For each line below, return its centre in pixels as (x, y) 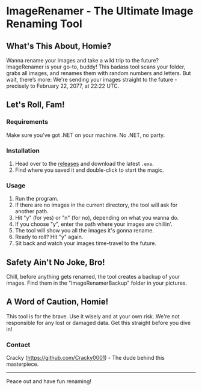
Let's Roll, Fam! (35, 105)
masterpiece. (23, 364)
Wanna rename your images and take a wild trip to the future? (83, 60)
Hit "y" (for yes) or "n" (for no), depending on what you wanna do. (97, 218)
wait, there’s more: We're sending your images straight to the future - (92, 80)
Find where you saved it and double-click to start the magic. (89, 170)
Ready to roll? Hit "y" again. (49, 237)
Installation (23, 150)
